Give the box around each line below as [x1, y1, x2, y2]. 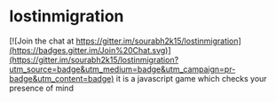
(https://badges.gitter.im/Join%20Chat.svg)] [9, 44, 171, 55]
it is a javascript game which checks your [115, 73, 268, 83]
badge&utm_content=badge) [9, 73, 114, 83]
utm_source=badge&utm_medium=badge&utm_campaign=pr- [9, 64, 236, 75]
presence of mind [9, 82, 74, 93]
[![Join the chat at [9, 35, 75, 46]
